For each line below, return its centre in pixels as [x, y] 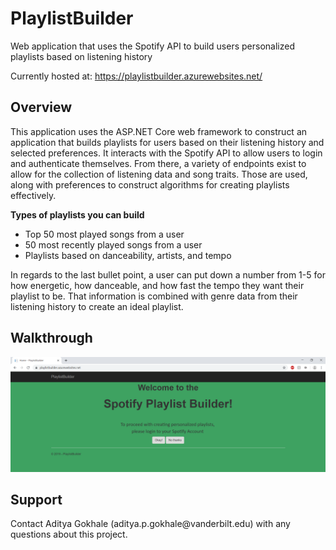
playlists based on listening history [81, 56]
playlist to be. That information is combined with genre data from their [154, 296]
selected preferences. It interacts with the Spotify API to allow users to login [166, 153]
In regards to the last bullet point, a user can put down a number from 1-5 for [168, 274]
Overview [41, 107]
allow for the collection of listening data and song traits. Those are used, [159, 174]
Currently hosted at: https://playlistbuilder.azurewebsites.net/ [136, 76]
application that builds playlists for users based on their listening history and [167, 142]
